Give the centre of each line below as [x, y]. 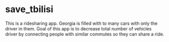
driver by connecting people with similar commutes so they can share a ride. [85, 34]
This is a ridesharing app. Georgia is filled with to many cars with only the [81, 23]
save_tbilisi [29, 9]
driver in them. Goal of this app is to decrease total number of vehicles [78, 28]
